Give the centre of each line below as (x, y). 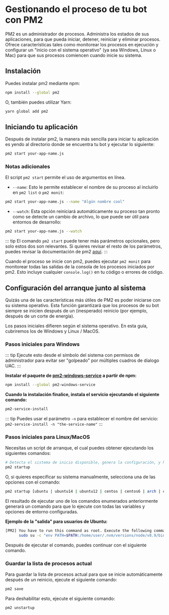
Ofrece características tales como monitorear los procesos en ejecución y (82, 44)
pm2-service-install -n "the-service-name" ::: (54, 424)
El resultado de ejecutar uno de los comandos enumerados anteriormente (82, 501)
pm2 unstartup (20, 607)
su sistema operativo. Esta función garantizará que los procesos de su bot (82, 305)
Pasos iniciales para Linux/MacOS (48, 437)
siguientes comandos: (28, 453)
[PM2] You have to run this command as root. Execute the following (78, 531)
